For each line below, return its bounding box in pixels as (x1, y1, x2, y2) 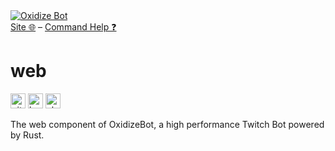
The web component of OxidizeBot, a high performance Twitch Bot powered (10, 118, 325, 130)
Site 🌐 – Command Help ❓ (10, 21, 117, 33)
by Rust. (10, 129, 45, 141)
